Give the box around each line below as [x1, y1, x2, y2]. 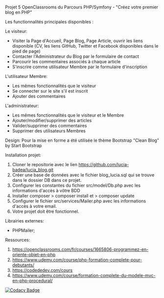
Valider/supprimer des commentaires [12, 123, 87, 128]
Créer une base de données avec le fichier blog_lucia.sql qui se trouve [12, 172, 155, 178]
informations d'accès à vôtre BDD [12, 188, 81, 193]
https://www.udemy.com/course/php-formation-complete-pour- [12, 257, 142, 263]
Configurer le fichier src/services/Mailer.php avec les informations [12, 198, 146, 204]
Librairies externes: [5, 218, 44, 223]
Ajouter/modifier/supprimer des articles [12, 118, 92, 123]
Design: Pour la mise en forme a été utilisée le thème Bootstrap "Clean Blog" [5, 137, 159, 143]
